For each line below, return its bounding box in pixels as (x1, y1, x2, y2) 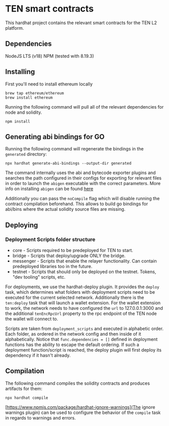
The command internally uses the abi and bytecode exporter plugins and (5, 169, 156, 176)
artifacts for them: (5, 385, 43, 391)
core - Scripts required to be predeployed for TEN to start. (12, 247, 133, 253)
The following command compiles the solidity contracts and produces (5, 380, 150, 386)
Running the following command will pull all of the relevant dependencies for (5, 104, 164, 110)
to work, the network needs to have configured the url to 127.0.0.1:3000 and (5, 305, 163, 311)
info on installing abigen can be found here (5, 186, 94, 192)
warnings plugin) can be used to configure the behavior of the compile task (5, 409, 161, 415)
